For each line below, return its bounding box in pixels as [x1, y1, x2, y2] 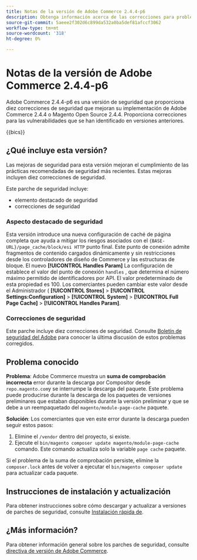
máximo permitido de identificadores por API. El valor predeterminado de [6, 275, 183, 282]
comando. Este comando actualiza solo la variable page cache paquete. [14, 445, 186, 453]
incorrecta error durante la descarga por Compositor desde [6, 379, 151, 386]
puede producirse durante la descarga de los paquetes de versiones [6, 392, 172, 399]
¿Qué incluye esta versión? [6, 145, 107, 156]
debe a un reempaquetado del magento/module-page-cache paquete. [6, 404, 169, 411]
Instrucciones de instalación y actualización [6, 486, 171, 496]
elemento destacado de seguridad [14, 196, 98, 204]
